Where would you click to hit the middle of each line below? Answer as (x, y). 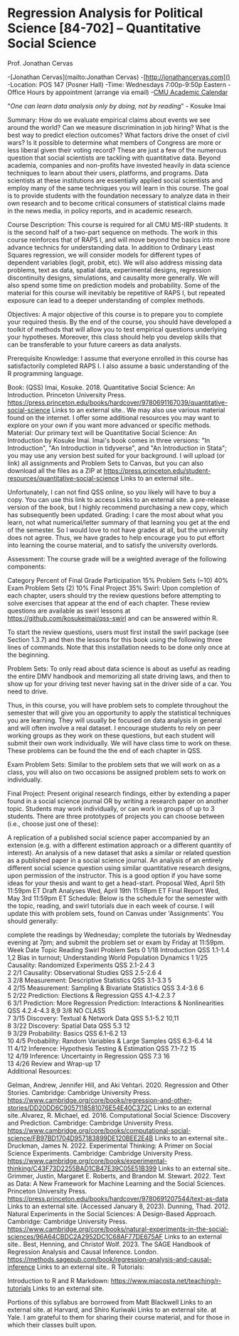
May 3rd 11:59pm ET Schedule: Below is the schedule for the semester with (117, 898)
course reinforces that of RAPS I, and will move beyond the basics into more (119, 240)
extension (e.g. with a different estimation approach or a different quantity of (119, 845)
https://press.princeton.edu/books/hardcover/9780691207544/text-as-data (118, 1198)
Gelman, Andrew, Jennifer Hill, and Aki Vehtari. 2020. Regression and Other (118, 1085)
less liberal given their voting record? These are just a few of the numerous (117, 150)
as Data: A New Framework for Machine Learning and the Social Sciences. (116, 1183)
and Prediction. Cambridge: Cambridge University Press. (90, 1123)
